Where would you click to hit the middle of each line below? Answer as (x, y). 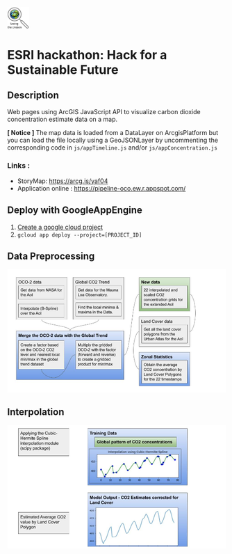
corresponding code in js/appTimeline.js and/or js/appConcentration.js (112, 148)
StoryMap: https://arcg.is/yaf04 (63, 181)
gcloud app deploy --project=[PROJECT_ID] (80, 235)
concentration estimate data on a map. (63, 119)
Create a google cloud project (60, 227)
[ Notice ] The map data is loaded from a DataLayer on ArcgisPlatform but (113, 133)
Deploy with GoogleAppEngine (75, 211)
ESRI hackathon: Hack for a (87, 55)
